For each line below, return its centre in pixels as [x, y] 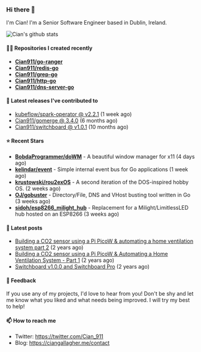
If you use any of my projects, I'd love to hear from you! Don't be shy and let [100, 294]
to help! [16, 306]
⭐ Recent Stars [25, 141]
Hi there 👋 [21, 10]
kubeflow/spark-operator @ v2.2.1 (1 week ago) [73, 114]
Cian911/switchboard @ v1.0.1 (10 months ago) [71, 127]
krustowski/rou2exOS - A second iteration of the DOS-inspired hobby [102, 182]
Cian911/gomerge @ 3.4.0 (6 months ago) [66, 120]
